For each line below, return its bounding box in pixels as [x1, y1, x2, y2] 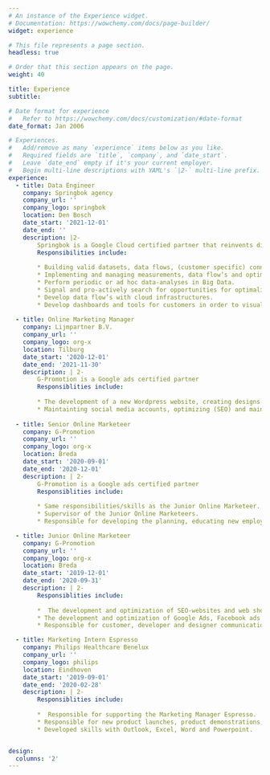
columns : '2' [15, 754, 59, 763]
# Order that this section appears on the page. [8, 63, 174, 71]
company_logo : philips [22, 658, 99, 667]
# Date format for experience [8, 107, 110, 115]
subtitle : [8, 92, 42, 100]
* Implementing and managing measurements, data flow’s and [37, 271, 243, 279]
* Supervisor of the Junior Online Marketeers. [37, 510, 199, 518]
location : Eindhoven [22, 666, 92, 674]
